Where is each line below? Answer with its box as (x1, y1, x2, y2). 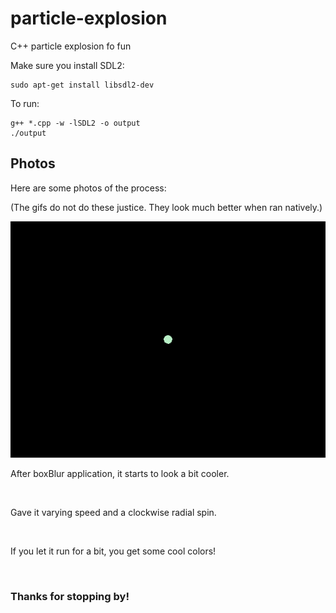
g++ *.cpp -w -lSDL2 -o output (10, 118, 141, 128)
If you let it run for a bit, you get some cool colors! (10, 545, 217, 557)
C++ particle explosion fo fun (10, 40, 132, 52)
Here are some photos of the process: (10, 182, 167, 194)
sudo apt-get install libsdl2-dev (10, 80, 155, 90)
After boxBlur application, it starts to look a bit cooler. (10, 467, 230, 479)
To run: (10, 97, 40, 109)
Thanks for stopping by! (10, 589, 130, 603)
